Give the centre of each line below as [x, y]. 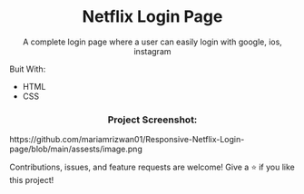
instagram [152, 51]
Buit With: [28, 69]
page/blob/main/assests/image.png [76, 149]
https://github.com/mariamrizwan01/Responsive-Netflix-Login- [127, 140]
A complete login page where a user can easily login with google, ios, [152, 42]
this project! [32, 180]
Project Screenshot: [152, 120]
